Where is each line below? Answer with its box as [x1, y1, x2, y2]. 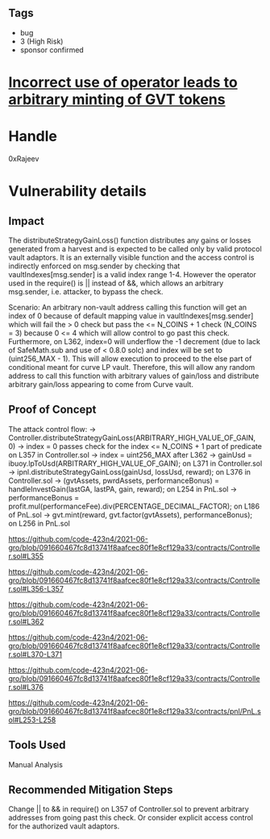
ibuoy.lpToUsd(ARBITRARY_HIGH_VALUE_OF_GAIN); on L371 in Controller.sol [8, 459, 263, 468]
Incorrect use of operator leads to [8, 73, 238, 91]
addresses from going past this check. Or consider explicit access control [8, 813, 254, 823]
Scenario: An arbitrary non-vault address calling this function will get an [8, 302, 247, 312]
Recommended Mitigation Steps [8, 783, 173, 796]
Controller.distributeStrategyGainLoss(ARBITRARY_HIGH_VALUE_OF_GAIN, [8, 433, 256, 442]
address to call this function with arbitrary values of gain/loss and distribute [8, 371, 260, 380]
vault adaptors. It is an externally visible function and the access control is [8, 252, 255, 262]
